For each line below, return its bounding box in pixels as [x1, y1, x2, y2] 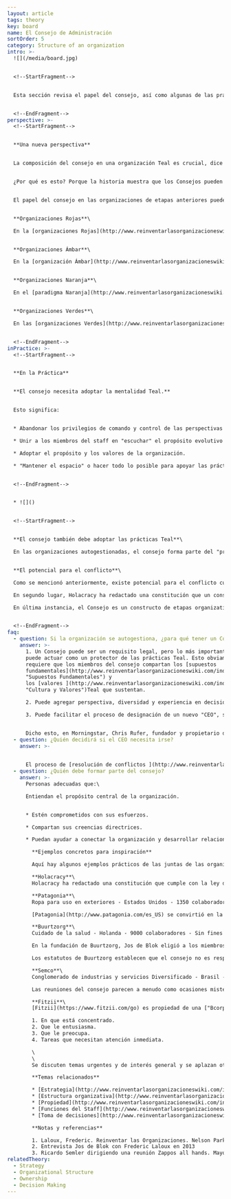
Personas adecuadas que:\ [25, 780, 100, 788]
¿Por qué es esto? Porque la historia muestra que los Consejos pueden [13, 178, 223, 185]
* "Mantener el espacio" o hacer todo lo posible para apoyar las [13, 462, 208, 469]
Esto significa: [13, 407, 60, 413]
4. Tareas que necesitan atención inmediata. [32, 1036, 165, 1043]
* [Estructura [32, 1093, 72, 1100]
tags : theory [7, 17, 45, 23]
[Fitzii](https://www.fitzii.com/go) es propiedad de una [32, 1005, 201, 1012]
